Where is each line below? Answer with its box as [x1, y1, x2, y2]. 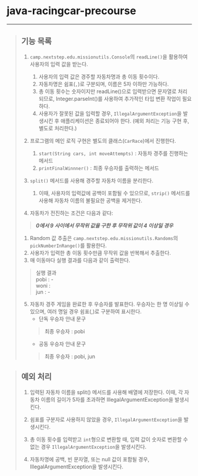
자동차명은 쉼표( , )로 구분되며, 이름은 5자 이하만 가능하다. [38, 80, 169, 87]
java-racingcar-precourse [6, 4, 137, 18]
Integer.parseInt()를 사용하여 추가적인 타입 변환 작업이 [56, 95, 181, 102]
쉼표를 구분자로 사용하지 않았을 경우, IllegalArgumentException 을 [29, 416, 183, 423]
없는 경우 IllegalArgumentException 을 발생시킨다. [29, 443, 147, 450]
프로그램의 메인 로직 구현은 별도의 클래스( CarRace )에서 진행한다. [29, 137, 176, 144]
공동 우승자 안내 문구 [38, 340, 86, 347]
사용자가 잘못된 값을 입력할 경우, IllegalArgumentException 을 [38, 110, 182, 117]
